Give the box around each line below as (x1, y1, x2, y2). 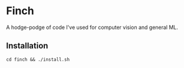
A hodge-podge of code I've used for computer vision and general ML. (6, 24, 179, 31)
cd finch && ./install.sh (6, 56, 70, 63)
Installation (6, 41, 48, 51)
